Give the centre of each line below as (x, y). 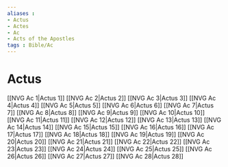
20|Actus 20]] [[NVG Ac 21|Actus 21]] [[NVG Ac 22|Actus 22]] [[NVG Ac (109, 142)
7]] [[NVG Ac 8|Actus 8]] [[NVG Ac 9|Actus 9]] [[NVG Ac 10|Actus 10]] (106, 112)
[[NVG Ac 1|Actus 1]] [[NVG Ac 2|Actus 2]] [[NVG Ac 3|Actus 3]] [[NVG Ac (112, 98)
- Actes (18, 26)
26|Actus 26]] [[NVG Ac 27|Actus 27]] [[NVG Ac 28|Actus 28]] (95, 156)
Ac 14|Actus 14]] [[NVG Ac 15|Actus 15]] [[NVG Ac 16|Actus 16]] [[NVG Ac (111, 127)
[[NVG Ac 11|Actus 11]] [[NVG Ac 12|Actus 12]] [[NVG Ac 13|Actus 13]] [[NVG (114, 120)
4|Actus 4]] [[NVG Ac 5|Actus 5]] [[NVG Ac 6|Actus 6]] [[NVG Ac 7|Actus (111, 105)
